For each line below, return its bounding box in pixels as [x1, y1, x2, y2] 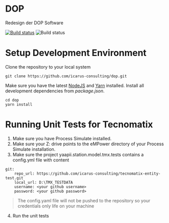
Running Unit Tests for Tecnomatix [5, 119, 153, 130]
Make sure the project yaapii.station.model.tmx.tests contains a [12, 151, 144, 157]
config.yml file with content [12, 157, 69, 163]
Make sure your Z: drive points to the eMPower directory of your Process [12, 141, 164, 147]
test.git [5, 175, 24, 181]
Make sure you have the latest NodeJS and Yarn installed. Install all [5, 82, 144, 88]
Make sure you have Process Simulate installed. [12, 135, 112, 141]
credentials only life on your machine [17, 203, 95, 209]
